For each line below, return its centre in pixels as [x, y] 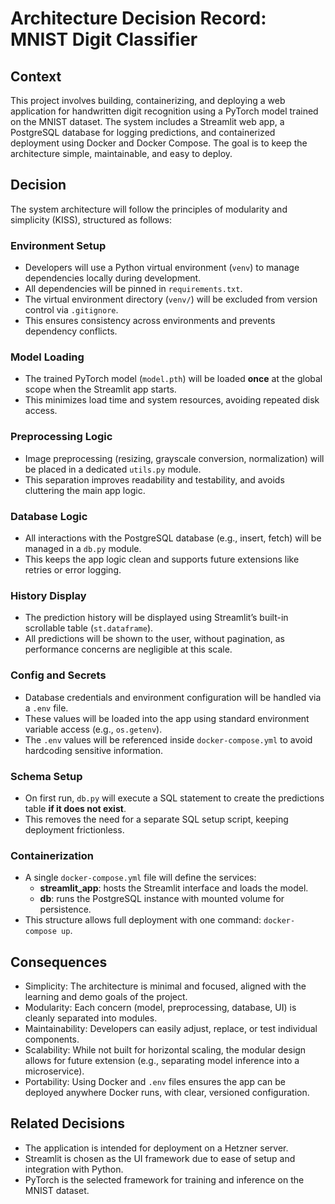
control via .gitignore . [71, 310]
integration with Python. [74, 1169]
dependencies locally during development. [113, 278]
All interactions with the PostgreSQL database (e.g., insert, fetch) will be [173, 538]
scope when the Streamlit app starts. [100, 389]
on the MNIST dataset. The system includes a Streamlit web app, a [147, 121]
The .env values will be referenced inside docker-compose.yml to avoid [168, 739]
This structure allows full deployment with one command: [143, 920]
